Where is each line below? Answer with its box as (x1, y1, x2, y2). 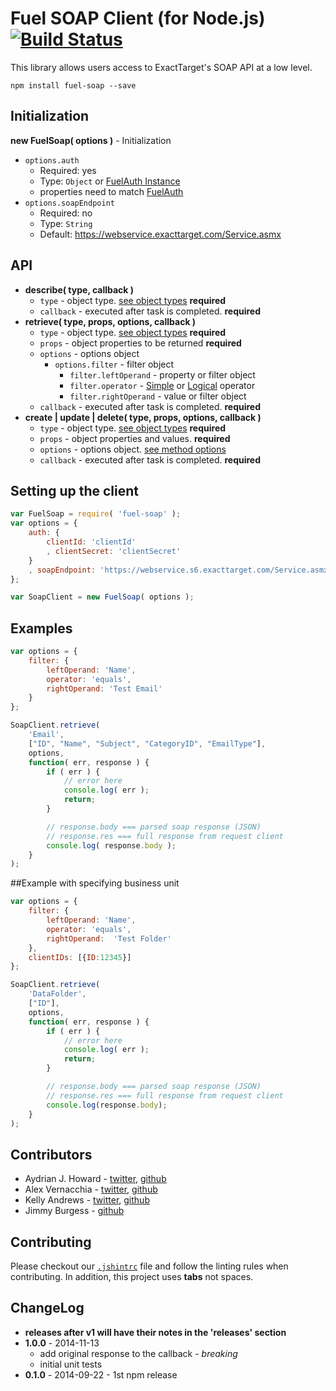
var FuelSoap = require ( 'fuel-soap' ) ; (10, 509, 182, 519)
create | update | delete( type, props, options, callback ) (24, 411, 262, 423)
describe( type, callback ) (24, 283, 135, 296)
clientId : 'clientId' (46, 537, 137, 547)
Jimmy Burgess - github (24, 1205, 125, 1217)
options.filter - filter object (54, 358, 175, 370)
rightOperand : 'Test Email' (46, 683, 163, 694)
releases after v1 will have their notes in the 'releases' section (24, 1326, 287, 1338)
